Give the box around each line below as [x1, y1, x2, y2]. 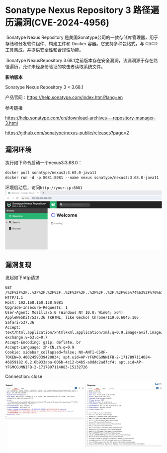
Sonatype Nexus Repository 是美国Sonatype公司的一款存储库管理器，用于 [6, 34, 159, 40]
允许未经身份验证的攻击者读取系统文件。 [22, 63, 105, 70]
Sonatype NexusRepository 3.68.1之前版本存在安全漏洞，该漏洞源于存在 [6, 57, 154, 63]
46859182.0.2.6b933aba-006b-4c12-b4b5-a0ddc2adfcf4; [5, 360, 117, 365]
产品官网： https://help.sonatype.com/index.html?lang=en [5, 94, 123, 100]
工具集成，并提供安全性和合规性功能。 [5, 47, 83, 53]
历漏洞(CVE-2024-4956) [5, 17, 109, 28]
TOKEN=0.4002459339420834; [5, 355, 61, 360]
